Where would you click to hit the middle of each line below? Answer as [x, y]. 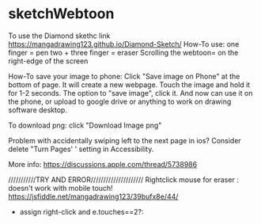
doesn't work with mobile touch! [61, 188]
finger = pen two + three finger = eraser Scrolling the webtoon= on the [123, 52]
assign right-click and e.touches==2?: [81, 211]
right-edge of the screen [48, 61]
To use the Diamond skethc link [59, 36]
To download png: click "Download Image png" [85, 125]
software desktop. [38, 110]
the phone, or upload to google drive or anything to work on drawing [120, 101]
